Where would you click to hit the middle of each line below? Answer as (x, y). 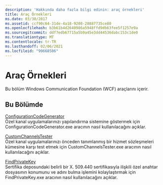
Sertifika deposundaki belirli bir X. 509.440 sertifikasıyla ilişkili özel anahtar (81, 167)
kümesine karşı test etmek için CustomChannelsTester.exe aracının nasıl (78, 147)
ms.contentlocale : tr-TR (31, 42)
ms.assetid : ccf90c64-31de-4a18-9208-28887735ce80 (58, 23)
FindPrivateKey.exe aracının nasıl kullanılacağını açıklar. (61, 178)
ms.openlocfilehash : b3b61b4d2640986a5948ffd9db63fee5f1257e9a (72, 28)
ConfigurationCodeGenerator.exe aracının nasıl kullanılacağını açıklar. (76, 127)
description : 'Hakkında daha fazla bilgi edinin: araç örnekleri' (75, 10)
